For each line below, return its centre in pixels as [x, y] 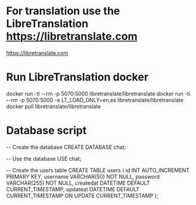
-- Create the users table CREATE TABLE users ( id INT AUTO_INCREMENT [98, 170]
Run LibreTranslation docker [77, 77]
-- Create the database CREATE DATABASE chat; [66, 147]
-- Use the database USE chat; [44, 158]
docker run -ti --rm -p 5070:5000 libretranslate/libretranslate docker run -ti [98, 93]
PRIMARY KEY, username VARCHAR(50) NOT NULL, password [83, 176]
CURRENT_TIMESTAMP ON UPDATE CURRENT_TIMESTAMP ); [82, 195]
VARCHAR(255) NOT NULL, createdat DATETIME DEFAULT [78, 183]
